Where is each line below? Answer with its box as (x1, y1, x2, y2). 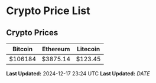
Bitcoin (12, 45, 33, 53)
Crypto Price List (6, 4, 90, 18)
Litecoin (76, 45, 100, 53)
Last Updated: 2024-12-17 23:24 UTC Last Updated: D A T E (6, 70, 150, 77)
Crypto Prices (6, 28, 58, 38)
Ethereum (42, 45, 70, 53)
